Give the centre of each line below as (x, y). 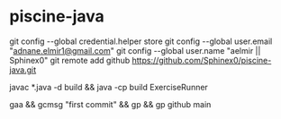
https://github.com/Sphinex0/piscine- (202, 60)
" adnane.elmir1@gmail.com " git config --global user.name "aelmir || (135, 50)
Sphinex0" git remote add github (70, 60)
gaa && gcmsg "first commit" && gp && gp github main (110, 104)
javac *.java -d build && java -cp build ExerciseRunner (109, 87)
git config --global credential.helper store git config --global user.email (141, 41)
